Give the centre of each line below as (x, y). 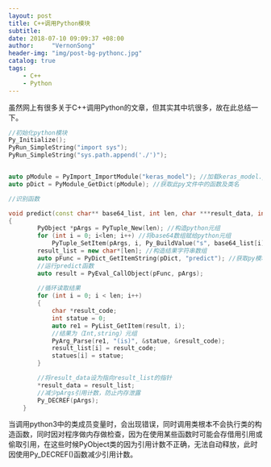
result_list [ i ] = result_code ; (104, 348)
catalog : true (32, 61)
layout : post (30, 16)
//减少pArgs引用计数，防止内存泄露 (89, 393)
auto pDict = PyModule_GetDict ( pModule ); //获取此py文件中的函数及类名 (124, 184)
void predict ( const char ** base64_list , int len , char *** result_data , (131, 213)
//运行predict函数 (66, 266)
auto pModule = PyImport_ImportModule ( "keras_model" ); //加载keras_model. (135, 177)
